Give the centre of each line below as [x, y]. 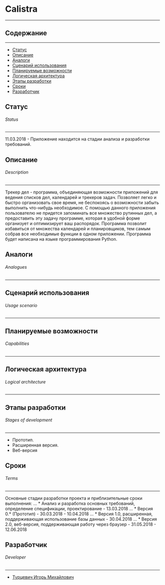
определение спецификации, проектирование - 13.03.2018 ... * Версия [79, 508]
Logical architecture [26, 382]
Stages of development [29, 420]
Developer [15, 557]
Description [17, 172]
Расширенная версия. [35, 445]
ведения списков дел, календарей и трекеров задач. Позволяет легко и [81, 197]
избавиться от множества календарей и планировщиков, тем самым [78, 228]
